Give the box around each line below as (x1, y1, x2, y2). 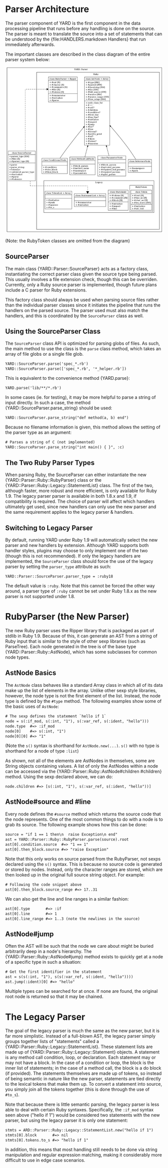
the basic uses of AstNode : (5, 703, 59, 709)
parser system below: (5, 56, 50, 62)
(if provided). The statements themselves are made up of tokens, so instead (5, 1070, 162, 1077)
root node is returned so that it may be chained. (5, 993, 104, 999)
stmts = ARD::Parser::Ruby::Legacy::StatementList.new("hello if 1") (5, 1128, 154, 1133)
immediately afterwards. (5, 41, 55, 47)
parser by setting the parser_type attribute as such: (5, 563, 111, 570)
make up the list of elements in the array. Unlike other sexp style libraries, (5, 687, 157, 693)
